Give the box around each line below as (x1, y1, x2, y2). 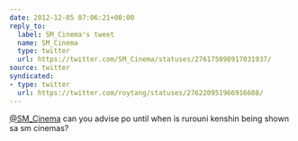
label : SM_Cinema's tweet (17, 30, 115, 39)
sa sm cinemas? (9, 122, 69, 133)
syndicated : (9, 72, 54, 81)
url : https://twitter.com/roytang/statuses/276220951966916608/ (17, 88, 264, 97)
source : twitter (9, 64, 70, 73)
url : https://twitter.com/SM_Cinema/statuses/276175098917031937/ (17, 55, 272, 64)
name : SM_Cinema (17, 38, 78, 48)
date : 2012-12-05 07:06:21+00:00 (9, 13, 135, 22)
